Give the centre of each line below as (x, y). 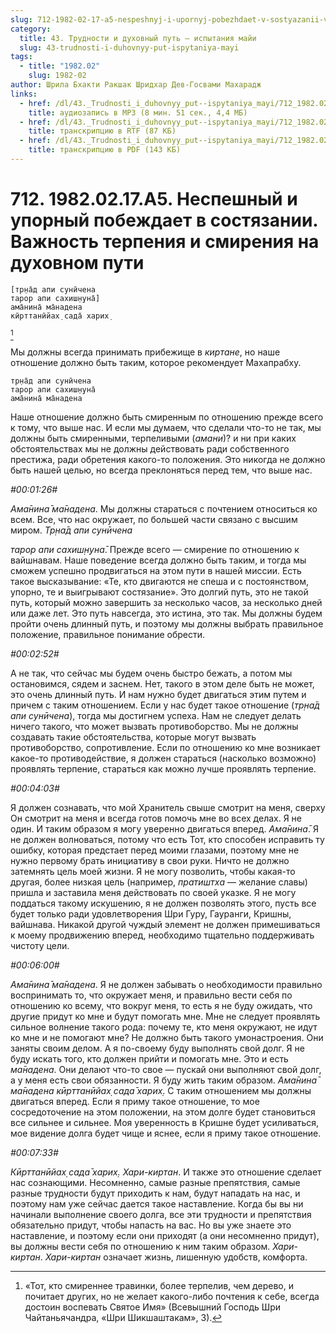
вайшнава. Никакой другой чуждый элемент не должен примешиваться (165, 924)
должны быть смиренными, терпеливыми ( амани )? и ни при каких (153, 438)
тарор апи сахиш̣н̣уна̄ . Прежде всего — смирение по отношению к (155, 549)
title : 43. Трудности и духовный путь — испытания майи (138, 38)
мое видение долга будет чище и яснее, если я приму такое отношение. (166, 1133)
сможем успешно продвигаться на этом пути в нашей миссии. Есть (156, 570)
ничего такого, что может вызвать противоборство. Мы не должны (154, 726)
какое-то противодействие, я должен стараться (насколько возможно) (163, 758)
